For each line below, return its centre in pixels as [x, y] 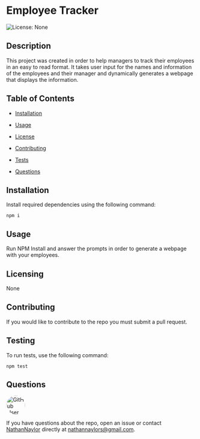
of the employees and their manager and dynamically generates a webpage [100, 73]
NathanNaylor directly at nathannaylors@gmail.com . [71, 429]
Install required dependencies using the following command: [81, 204]
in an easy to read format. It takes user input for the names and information [99, 67]
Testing [21, 341]
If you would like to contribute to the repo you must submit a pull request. [97, 322]
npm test [17, 366]
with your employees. [33, 255]
